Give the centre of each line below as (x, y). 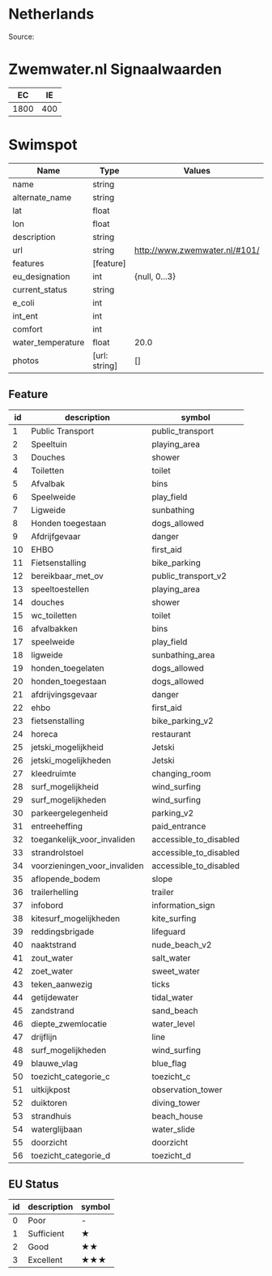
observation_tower (187, 1090)
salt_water (171, 957)
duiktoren (49, 1103)
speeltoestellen (60, 589)
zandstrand (53, 1010)
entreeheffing (57, 826)
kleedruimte (54, 773)
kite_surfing (174, 918)
